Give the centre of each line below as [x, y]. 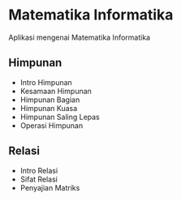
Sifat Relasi [39, 179]
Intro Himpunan [46, 82]
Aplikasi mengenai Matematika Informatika [80, 37]
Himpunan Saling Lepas [60, 117]
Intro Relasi [39, 170]
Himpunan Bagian [50, 100]
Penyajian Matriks [50, 187]
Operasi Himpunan [52, 125]
